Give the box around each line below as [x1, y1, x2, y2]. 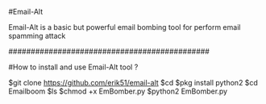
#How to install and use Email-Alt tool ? [8, 62, 139, 72]
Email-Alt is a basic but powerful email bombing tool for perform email [8, 23, 241, 31]
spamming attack [8, 31, 66, 40]
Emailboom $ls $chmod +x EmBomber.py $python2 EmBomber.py [8, 86, 228, 96]
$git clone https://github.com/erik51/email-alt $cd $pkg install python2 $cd [8, 78, 258, 87]
